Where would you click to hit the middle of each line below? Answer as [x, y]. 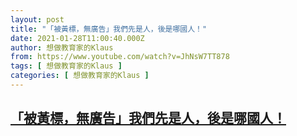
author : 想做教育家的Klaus [62, 47]
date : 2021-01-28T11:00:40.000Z [77, 38]
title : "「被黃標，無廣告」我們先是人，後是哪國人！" [109, 29]
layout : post [37, 19]
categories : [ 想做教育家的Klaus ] [80, 76]
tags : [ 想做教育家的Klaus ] [66, 66]
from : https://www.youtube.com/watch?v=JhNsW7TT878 [120, 57]
